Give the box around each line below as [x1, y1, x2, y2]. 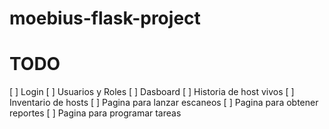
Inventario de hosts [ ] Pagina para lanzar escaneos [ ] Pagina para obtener [9, 97, 319, 109]
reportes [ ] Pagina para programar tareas [9, 107, 182, 119]
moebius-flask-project [9, 7, 201, 30]
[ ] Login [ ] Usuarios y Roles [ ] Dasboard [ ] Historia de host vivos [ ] [9, 86, 295, 98]
